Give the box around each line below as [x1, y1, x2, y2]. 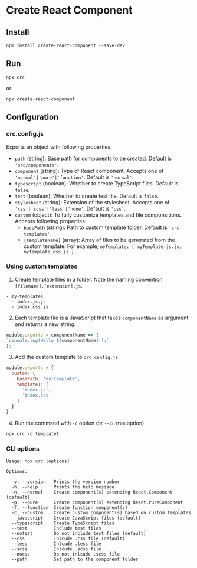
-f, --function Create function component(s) [11, 504, 128, 511]
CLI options [6, 445, 40, 453]
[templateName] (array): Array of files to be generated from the [23, 236, 175, 243]
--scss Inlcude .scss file [11, 546, 101, 552]
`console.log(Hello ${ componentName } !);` [6, 337, 110, 343]
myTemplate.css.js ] [23, 249, 74, 254]
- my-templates [6, 293, 44, 299]
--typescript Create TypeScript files [11, 520, 115, 526]
